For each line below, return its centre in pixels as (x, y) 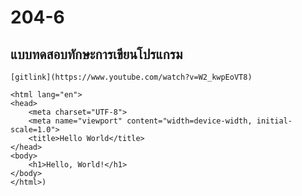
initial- (274, 121)
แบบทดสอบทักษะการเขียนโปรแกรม (96, 54)
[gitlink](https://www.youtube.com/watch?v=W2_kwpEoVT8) (131, 77)
